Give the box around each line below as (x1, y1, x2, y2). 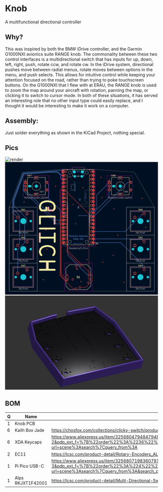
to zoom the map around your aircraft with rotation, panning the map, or (5, 87, 149, 93)
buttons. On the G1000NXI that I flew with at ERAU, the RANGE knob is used (5, 82, 157, 88)
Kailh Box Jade (14, 427, 45, 433)
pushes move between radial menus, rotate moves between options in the (5, 67, 153, 72)
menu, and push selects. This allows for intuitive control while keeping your (5, 71, 156, 78)
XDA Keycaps (14, 439, 42, 445)
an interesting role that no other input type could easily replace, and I (5, 98, 143, 103)
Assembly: (5, 117, 39, 125)
